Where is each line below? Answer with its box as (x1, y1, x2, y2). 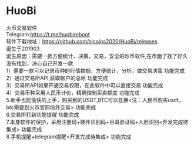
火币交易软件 (6, 24, 37, 31)
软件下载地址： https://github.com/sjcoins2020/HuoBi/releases (6, 38, 158, 45)
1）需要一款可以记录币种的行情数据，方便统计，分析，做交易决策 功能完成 (6, 67, 185, 74)
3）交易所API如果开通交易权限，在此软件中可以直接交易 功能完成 (6, 82, 163, 89)
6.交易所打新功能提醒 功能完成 (6, 111, 79, 118)
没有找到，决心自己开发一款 (6, 60, 73, 67)
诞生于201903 (6, 45, 40, 52)
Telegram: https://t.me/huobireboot (6, 30, 90, 38)
